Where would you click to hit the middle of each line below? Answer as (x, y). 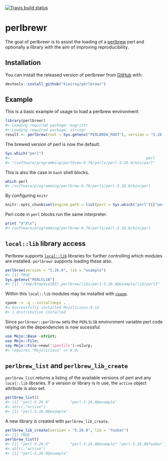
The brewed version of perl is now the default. (53, 144)
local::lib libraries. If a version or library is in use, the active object (76, 383)
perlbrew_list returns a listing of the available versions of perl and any (78, 378)
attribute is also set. (25, 388)
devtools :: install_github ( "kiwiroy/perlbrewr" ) (56, 84)
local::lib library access (45, 244)
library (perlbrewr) (25, 121)
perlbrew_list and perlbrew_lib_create (67, 366)
